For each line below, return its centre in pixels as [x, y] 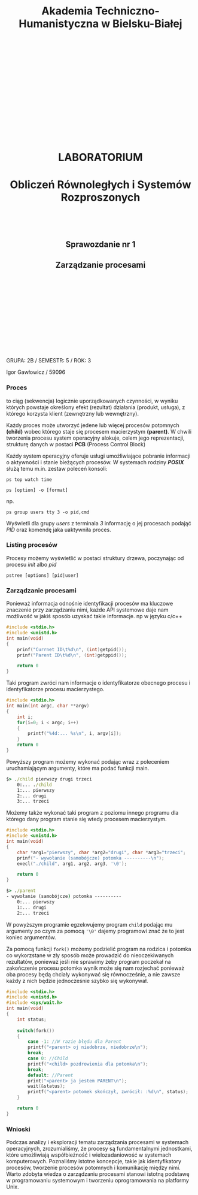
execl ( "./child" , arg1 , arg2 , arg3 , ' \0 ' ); [72, 864]
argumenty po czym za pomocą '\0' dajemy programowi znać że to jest [95, 931]
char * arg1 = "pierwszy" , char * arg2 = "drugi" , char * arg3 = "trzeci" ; [101, 852]
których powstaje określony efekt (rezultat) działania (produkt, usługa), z [96, 407]
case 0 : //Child [48, 1058]
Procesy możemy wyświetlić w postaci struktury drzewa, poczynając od [95, 558]
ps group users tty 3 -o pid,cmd [48, 512]
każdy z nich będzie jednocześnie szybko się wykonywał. [77, 981]
